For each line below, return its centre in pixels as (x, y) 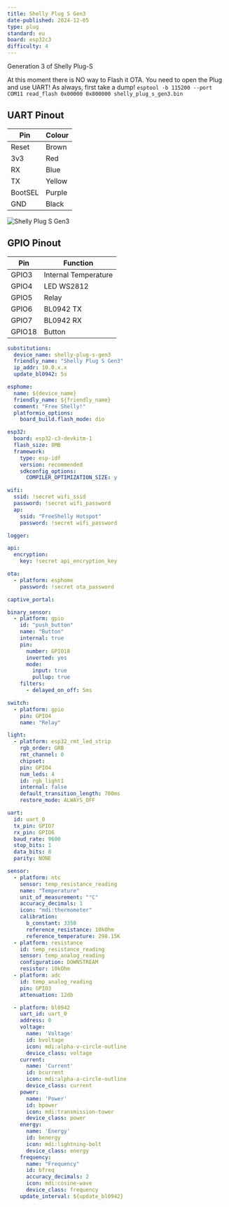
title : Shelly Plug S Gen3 (47, 14)
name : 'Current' (49, 1066)
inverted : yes (47, 658)
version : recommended (51, 464)
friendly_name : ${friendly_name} (62, 400)
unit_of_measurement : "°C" (59, 897)
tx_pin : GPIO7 (34, 826)
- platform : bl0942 (42, 1007)
